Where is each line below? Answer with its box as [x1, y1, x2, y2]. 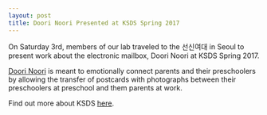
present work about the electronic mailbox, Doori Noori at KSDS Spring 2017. [8, 51, 260, 60]
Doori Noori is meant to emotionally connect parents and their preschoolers [8, 66, 257, 75]
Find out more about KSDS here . [8, 98, 115, 108]
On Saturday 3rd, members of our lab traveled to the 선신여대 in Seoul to [8, 41, 245, 52]
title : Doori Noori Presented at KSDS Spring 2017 [8, 19, 180, 27]
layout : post [8, 11, 52, 20]
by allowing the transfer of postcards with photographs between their [8, 75, 237, 84]
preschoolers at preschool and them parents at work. [8, 82, 183, 92]
